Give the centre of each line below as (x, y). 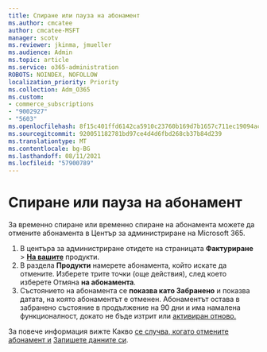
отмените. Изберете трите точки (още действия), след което (123, 274)
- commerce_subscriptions (51, 104)
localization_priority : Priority (64, 82)
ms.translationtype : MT (48, 141)
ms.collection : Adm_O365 (49, 89)
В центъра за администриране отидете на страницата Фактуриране (137, 249)
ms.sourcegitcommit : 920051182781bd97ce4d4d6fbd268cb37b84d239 (115, 133)
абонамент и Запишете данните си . (68, 340)
